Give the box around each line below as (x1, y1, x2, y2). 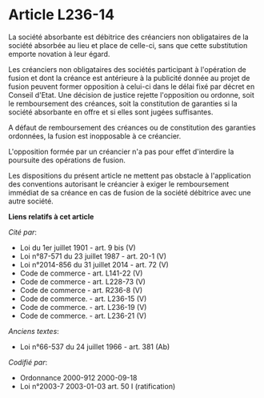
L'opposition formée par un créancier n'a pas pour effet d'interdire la (8, 147, 234, 156)
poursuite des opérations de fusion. (8, 155, 126, 165)
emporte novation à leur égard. (8, 49, 110, 58)
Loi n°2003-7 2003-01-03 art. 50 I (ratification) (19, 381, 176, 391)
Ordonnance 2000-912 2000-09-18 (19, 372, 138, 382)
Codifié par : (8, 357, 48, 367)
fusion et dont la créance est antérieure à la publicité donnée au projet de (8, 73, 250, 82)
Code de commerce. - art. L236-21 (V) (19, 311, 147, 320)
